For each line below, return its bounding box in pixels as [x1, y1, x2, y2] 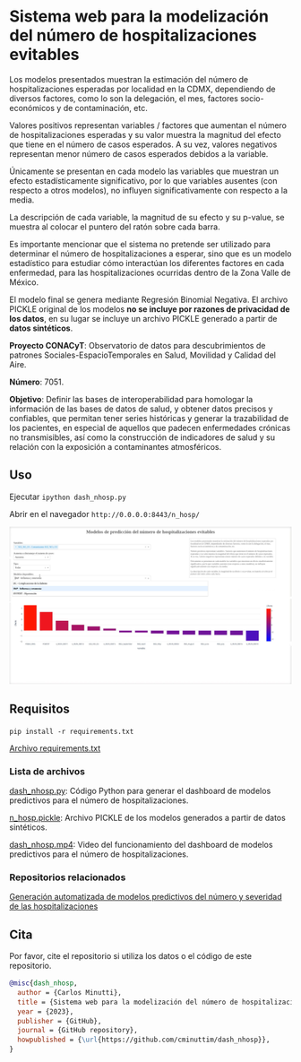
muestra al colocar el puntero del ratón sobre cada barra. [9, 221, 221, 232]
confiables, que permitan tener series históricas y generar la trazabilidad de [9, 412, 289, 423]
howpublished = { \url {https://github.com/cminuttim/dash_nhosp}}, [17, 1035, 271, 1045]
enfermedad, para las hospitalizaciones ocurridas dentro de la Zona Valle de [9, 267, 291, 278]
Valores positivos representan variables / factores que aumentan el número [9, 119, 288, 131]
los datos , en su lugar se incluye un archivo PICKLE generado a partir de [9, 313, 278, 324]
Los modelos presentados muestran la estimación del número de [9, 73, 249, 84]
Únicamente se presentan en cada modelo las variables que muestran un [9, 166, 279, 177]
